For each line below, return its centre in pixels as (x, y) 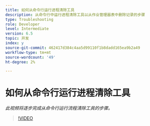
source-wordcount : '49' (31, 57)
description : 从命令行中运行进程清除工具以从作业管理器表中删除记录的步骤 (75, 15)
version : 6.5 (19, 34)
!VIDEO (25, 118)
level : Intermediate (27, 29)
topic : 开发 (17, 39)
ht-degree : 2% (20, 62)
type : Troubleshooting (29, 19)
